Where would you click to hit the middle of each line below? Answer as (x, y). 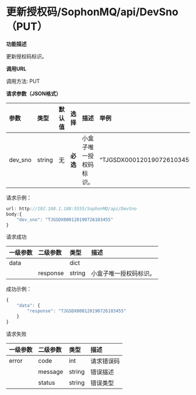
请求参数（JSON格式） (34, 93)
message (51, 372)
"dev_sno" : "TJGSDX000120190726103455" (65, 220)
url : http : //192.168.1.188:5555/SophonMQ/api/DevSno (71, 209)
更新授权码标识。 (27, 56)
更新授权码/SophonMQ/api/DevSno (92, 12)
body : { (14, 214)
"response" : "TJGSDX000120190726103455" (77, 311)
